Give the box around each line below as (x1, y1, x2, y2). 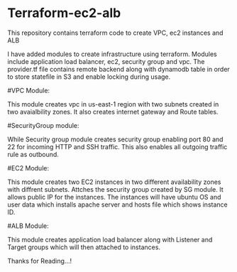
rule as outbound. (7, 150, 59, 158)
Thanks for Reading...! (7, 256, 72, 265)
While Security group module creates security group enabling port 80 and (7, 135, 224, 143)
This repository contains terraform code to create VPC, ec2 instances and (7, 28, 224, 37)
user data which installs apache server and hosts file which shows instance (7, 200, 228, 209)
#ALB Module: (7, 222, 50, 230)
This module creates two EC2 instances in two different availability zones (7, 178, 221, 186)
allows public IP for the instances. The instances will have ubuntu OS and (7, 192, 221, 201)
